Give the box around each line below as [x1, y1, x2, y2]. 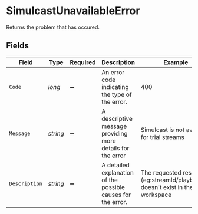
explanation [101, 168, 134, 176]
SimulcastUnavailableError [6, 4, 140, 18]
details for [101, 144, 130, 152]
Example [163, 58, 189, 66]
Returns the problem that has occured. [6, 24, 100, 31]
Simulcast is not [140, 126, 185, 134]
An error [101, 68, 125, 76]
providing [101, 129, 128, 137]
